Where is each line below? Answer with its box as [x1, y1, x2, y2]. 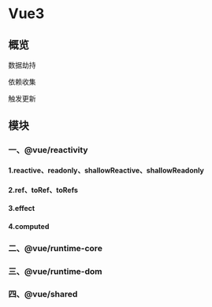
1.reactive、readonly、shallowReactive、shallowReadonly [8, 165, 205, 175]
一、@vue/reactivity [8, 145, 88, 156]
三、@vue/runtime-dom [8, 265, 102, 276]
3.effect [8, 204, 35, 213]
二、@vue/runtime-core [8, 242, 102, 253]
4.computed [8, 221, 50, 231]
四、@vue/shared [8, 289, 78, 300]
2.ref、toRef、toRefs [8, 185, 79, 194]
